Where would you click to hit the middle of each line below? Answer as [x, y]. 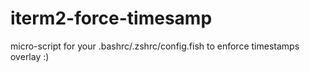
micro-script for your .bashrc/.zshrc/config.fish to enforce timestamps [155, 46]
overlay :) [30, 56]
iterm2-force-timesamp [111, 18]
